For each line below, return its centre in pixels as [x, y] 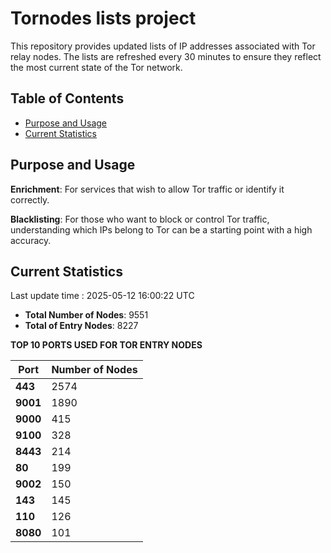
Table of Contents [67, 98]
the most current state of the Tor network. [96, 67]
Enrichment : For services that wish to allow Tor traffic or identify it [147, 189]
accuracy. [31, 240]
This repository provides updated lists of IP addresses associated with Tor [163, 46]
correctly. [30, 199]
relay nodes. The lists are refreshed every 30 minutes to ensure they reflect [166, 56]
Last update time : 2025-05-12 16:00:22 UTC [102, 296]
